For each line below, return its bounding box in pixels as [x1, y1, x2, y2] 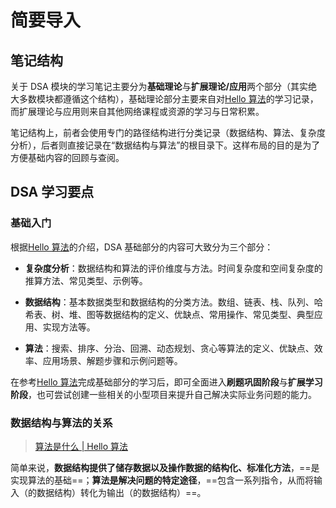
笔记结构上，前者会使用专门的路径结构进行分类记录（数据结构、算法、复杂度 [10, 127, 326, 138]
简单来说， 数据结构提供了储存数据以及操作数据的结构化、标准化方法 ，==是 [10, 461, 320, 473]
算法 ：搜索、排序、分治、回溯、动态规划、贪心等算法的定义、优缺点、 [24, 342, 315, 354]
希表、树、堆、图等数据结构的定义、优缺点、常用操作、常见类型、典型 [24, 308, 315, 320]
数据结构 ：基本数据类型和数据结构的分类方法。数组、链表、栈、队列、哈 [24, 296, 323, 308]
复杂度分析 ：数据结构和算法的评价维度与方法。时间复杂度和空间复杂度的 [24, 262, 323, 274]
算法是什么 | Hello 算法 [34, 440, 129, 452]
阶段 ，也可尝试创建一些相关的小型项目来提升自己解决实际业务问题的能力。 [10, 388, 317, 400]
